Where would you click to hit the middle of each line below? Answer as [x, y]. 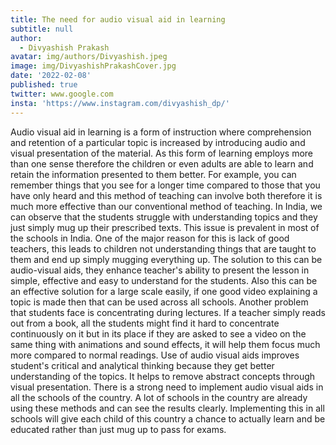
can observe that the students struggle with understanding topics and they [164, 217]
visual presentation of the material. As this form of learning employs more [162, 153]
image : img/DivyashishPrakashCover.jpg [93, 66]
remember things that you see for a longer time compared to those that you [165, 185]
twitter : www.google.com [62, 94]
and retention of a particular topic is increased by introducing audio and [158, 142]
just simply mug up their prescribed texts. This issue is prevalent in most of [165, 227]
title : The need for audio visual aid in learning [118, 19]
